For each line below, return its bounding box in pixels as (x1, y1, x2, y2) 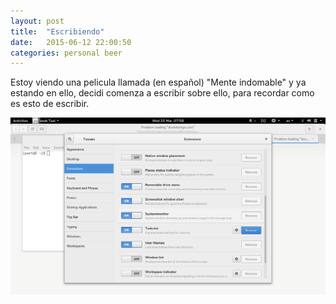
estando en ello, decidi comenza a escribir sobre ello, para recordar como (10, 87, 315, 99)
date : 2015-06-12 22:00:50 (10, 37, 132, 47)
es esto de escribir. (10, 98, 90, 110)
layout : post (10, 16, 65, 26)
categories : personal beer (10, 48, 123, 58)
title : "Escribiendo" (10, 26, 105, 37)
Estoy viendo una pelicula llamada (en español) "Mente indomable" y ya (10, 76, 307, 89)
